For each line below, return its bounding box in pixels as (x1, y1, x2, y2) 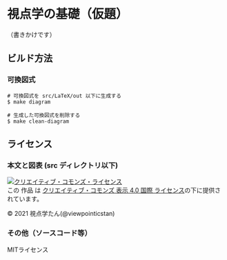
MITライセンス (7, 246, 49, 254)
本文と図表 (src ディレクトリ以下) (7, 160, 119, 170)
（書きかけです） (7, 30, 56, 39)
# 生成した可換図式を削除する (7, 112, 81, 119)
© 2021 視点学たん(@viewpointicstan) (7, 210, 115, 218)
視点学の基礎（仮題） (7, 6, 129, 22)
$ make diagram (7, 98, 51, 106)
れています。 (7, 194, 43, 203)
